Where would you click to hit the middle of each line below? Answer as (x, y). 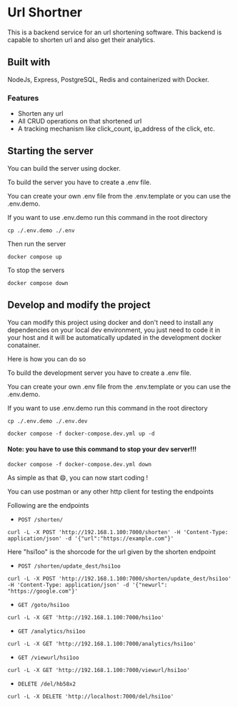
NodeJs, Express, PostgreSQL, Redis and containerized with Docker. (108, 79)
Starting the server (51, 151)
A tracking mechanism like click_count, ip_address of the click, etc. (116, 129)
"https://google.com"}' (43, 591)
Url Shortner (45, 12)
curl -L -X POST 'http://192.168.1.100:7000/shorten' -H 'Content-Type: (118, 532)
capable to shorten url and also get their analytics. (81, 39)
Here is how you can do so (47, 358)
